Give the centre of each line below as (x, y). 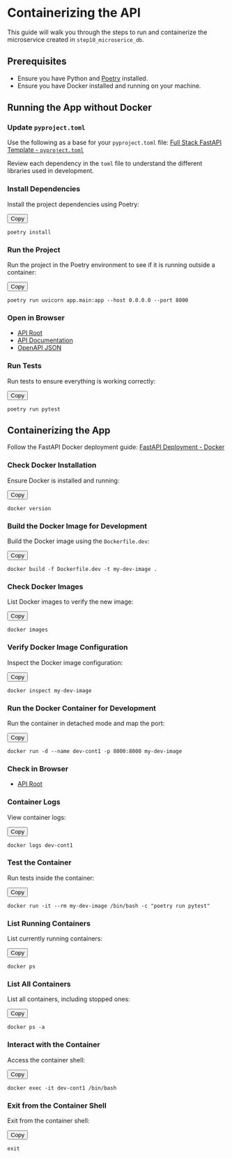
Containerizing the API (74, 13)
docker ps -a (26, 1027)
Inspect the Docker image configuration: (65, 662)
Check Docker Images (45, 586)
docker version (29, 508)
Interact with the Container (54, 1045)
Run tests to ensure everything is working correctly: (82, 381)
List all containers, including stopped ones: (69, 999)
